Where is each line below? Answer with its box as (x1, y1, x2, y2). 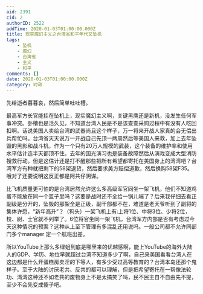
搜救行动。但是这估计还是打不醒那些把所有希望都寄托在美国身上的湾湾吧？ (6, 158, 192, 164)
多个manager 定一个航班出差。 (11, 231, 89, 237)
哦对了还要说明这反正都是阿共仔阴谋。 (6, 173, 101, 179)
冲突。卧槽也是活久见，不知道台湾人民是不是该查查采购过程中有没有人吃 (11, 120, 192, 127)
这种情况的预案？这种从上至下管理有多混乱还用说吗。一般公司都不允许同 (11, 223, 192, 230)
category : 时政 (6, 82, 43, 88)
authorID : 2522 (6, 20, 45, 26)
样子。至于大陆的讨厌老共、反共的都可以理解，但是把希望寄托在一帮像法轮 (6, 266, 192, 273)
